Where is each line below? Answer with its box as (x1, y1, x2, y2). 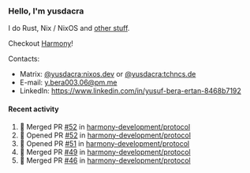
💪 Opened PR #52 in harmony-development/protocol (19, 130, 192, 140)
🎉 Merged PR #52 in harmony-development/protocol (19, 122, 191, 131)
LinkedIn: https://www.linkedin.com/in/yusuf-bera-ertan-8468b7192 (19, 86, 242, 96)
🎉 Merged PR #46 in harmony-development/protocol (19, 156, 191, 165)
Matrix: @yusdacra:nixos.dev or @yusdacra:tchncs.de (19, 70, 196, 79)
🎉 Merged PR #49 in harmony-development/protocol (19, 147, 191, 156)
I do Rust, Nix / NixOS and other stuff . (8, 24, 130, 33)
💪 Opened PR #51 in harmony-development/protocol (19, 138, 190, 148)
